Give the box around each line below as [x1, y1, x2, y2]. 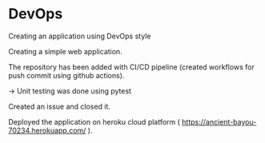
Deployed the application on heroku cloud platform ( [8, 117, 180, 126]
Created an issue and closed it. [8, 101, 110, 111]
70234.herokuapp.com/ [8, 125, 86, 135]
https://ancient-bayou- [181, 117, 257, 126]
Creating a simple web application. [8, 46, 122, 56]
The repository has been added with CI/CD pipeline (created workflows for [8, 62, 255, 72]
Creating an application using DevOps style [8, 31, 151, 41]
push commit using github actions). [8, 70, 125, 80]
